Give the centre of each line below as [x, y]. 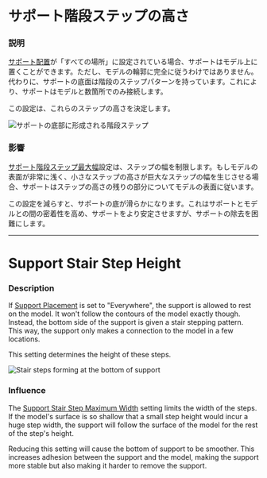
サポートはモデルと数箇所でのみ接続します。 [95, 91]
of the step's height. [41, 433]
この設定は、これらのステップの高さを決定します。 [91, 109]
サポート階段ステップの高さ [99, 16]
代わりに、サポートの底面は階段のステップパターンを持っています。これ [126, 82]
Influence [27, 391]
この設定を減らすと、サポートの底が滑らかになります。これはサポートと [126, 203]
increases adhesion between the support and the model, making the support [134, 457]
